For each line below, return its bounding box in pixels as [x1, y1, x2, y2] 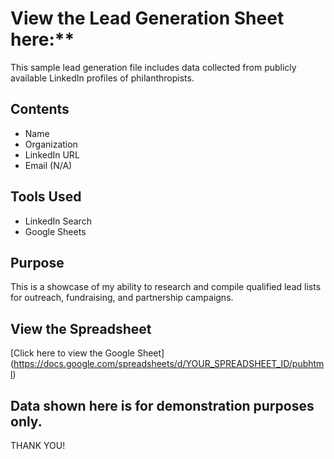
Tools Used [10, 188, 82, 206]
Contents [10, 101, 70, 118]
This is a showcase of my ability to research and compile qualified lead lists [10, 281, 322, 293]
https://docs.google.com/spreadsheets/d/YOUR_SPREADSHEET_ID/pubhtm [13, 358, 325, 370]
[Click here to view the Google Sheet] [10, 347, 165, 359]
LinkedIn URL [24, 148, 80, 161]
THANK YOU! [10, 440, 66, 451]
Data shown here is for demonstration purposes [10, 397, 315, 414]
